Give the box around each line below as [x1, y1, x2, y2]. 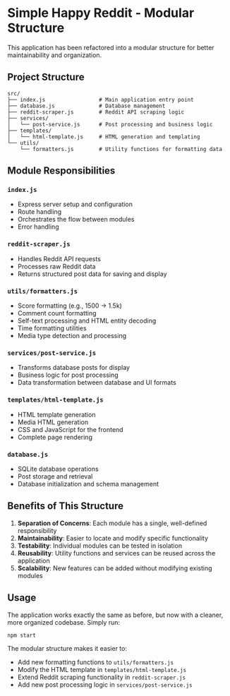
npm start [7, 632, 37, 639]
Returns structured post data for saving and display [17, 270, 167, 278]
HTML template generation [17, 410, 96, 419]
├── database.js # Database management [7, 102, 166, 109]
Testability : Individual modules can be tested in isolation [17, 541, 182, 550]
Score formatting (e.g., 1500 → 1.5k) [17, 301, 122, 310]
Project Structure [7, 71, 85, 83]
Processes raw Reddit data [17, 262, 97, 270]
